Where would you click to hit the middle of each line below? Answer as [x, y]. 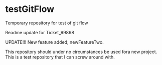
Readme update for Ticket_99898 [40, 32]
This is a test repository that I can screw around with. [60, 57]
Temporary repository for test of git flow [47, 23]
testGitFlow [30, 9]
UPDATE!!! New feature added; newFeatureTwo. [54, 42]
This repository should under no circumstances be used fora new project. [81, 52]
